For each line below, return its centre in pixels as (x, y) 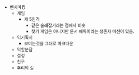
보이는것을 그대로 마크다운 (49, 43)
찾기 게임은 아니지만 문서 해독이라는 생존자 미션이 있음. (83, 31)
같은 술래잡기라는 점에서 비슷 (58, 25)
